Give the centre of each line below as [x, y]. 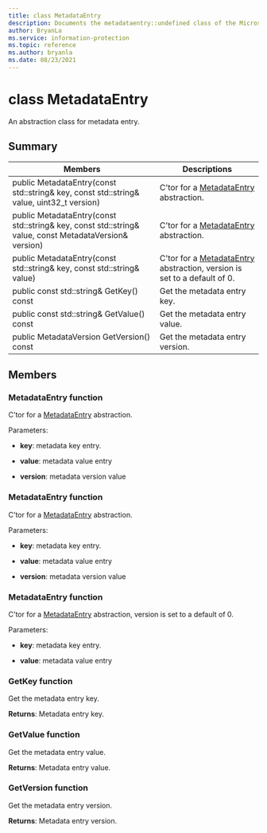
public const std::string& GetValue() [79, 314]
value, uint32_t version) [56, 202]
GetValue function [44, 735]
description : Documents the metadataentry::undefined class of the [122, 23]
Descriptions [207, 169]
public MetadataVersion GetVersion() [81, 337]
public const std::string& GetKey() [75, 291]
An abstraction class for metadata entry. [74, 121]
